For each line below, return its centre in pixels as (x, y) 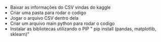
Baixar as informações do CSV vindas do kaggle (60, 7)
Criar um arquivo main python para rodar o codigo (62, 23)
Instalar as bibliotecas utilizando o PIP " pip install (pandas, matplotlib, (83, 29)
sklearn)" (19, 34)
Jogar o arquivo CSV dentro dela (44, 18)
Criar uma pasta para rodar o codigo (48, 13)
